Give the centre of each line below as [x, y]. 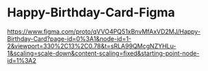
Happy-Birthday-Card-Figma [91, 13]
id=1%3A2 [22, 60]
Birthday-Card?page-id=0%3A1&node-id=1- [69, 38]
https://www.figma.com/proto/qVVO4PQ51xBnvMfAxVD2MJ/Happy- [104, 31]
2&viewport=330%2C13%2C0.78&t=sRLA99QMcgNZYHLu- [92, 46]
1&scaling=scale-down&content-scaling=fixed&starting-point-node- [103, 53]
